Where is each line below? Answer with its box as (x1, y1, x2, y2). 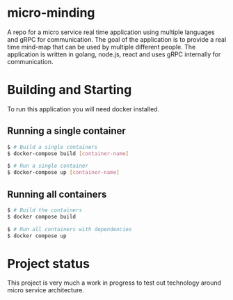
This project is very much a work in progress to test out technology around (7, 278, 221, 287)
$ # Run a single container (7, 162, 89, 170)
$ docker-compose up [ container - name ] (7, 169, 120, 176)
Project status (7, 255, 90, 271)
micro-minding (7, 5, 95, 21)
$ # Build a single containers (7, 143, 98, 150)
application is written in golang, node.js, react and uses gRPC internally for (7, 50, 221, 58)
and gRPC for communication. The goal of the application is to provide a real (7, 35, 227, 43)
